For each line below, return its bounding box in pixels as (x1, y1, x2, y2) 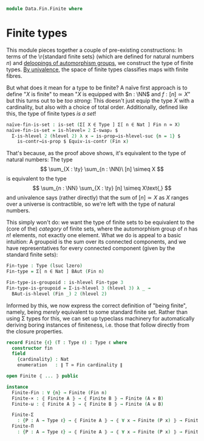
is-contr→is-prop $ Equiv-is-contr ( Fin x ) (17, 139, 129, 145)
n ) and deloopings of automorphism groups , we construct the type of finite (6, 59, 194, 66)
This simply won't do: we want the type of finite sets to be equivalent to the (6, 219, 195, 226)
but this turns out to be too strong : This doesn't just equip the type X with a (6, 97, 194, 104)
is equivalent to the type (6, 175, 67, 182)
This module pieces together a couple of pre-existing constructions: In (6, 46, 183, 54)
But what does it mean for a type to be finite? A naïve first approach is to (6, 84, 188, 91)
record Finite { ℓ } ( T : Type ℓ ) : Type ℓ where (6, 339, 127, 346)
